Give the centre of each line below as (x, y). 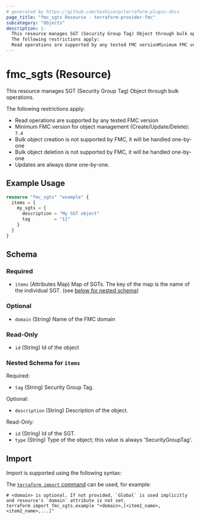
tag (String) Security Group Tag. (54, 387)
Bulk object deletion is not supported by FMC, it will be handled (93, 152)
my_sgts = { (32, 208)
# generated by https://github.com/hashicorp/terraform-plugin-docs (93, 12)
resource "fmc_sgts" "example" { (48, 197)
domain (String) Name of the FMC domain (65, 319)
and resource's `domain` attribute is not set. (66, 501)
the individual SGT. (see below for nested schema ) (77, 291)
